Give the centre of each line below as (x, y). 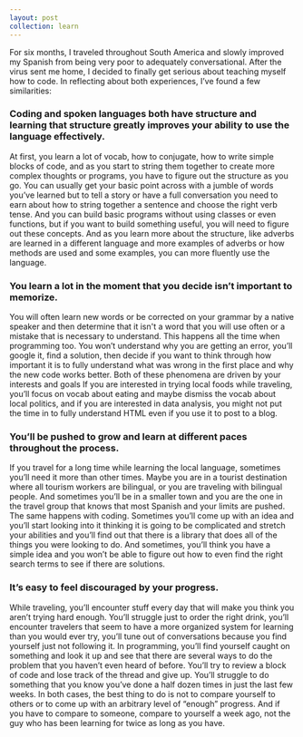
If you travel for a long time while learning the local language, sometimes (145, 468)
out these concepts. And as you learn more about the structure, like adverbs (152, 233)
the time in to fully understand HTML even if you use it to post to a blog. (144, 413)
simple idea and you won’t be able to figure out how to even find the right (147, 555)
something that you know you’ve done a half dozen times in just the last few (151, 684)
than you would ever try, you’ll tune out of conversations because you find (148, 636)
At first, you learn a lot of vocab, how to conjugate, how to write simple (142, 156)
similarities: (31, 91)
